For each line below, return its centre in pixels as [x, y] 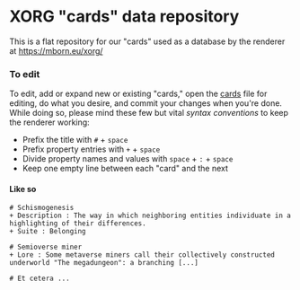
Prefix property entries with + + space [91, 149]
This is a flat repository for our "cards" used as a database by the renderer [147, 41]
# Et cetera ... [40, 279]
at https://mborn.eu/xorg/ [56, 50]
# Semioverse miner [46, 247]
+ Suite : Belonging [48, 232]
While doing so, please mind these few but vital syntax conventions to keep [149, 113]
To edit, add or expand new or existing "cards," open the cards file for [138, 94]
